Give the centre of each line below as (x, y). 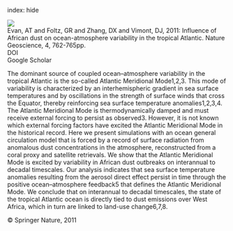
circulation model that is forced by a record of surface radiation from (106, 140)
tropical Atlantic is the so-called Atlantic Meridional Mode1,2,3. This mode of (117, 81)
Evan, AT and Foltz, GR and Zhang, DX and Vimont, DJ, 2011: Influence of (112, 30)
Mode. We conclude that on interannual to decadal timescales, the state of (114, 192)
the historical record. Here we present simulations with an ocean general (112, 133)
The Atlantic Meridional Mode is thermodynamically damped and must (108, 110)
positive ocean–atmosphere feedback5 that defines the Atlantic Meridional (114, 184)
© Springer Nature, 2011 (42, 220)
